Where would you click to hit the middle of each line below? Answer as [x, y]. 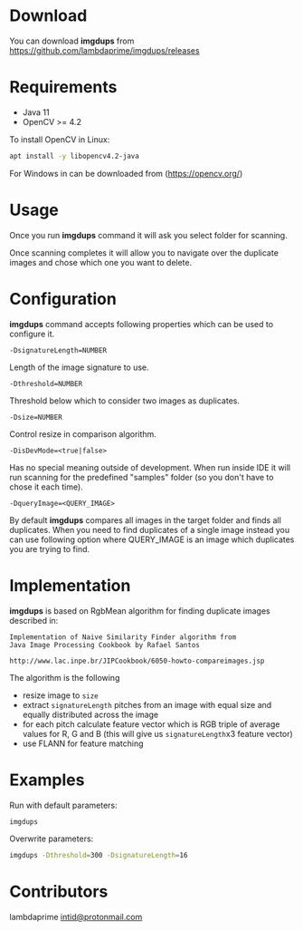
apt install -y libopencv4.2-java [75, 156]
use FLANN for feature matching [83, 743]
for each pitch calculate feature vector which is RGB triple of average [151, 724]
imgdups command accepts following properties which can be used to [142, 324]
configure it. [32, 334]
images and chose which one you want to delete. [101, 262]
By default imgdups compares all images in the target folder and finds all [146, 520]
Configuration [63, 299]
